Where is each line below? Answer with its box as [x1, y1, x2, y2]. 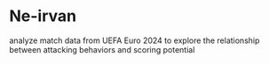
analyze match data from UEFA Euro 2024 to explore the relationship [9, 35, 260, 46]
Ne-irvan [9, 6, 77, 26]
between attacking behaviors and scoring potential [9, 44, 195, 54]
